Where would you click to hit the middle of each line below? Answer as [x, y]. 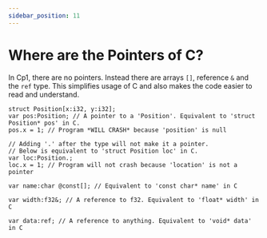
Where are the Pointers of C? [106, 55]
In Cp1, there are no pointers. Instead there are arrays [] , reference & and [129, 77]
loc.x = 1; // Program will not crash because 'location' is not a [123, 165]
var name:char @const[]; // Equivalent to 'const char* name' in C [123, 186]
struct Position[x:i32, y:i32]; [62, 109]
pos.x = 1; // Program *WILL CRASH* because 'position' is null [118, 130]
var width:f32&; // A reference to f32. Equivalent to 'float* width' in [134, 200]
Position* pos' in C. [44, 123]
